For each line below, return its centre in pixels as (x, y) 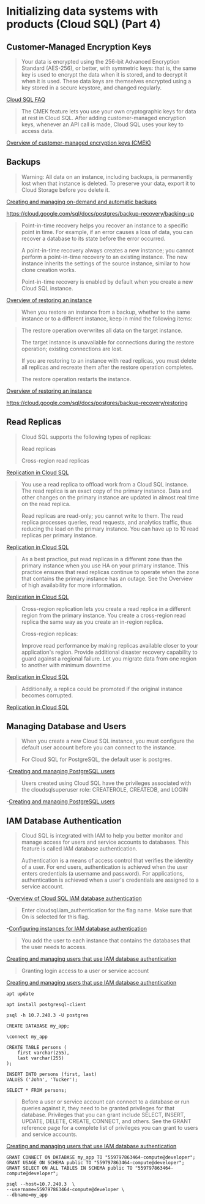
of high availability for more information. (72, 585)
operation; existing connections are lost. (72, 349)
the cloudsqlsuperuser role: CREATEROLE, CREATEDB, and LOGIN (105, 790)
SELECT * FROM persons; (37, 1091)
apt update (20, 994)
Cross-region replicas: (50, 634)
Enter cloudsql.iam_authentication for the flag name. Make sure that (107, 911)
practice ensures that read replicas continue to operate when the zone (110, 572)
